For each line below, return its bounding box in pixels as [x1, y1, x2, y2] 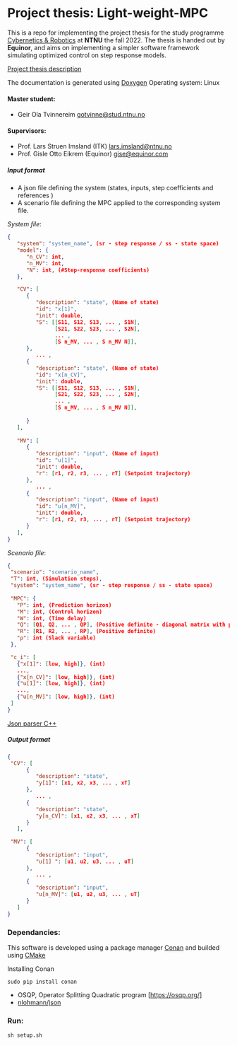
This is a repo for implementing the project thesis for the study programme [7, 28, 224, 37]
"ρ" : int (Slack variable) [16, 634, 97, 641]
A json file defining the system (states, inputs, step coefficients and [17, 184, 214, 192]
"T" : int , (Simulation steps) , [10, 575, 102, 583]
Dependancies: [7, 927, 61, 937]
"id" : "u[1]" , [35, 457, 78, 464]
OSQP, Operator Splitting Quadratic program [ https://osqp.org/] [17, 991, 202, 999]
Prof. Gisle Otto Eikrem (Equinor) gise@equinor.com [17, 150, 169, 158]
